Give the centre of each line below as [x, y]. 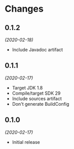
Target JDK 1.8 [27, 87]
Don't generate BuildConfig [41, 104]
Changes [24, 9]
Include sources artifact [37, 98]
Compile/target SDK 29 [36, 93]
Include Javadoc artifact [38, 50]
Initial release [26, 142]
